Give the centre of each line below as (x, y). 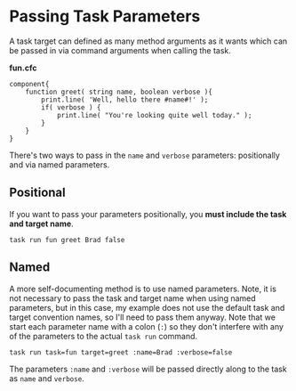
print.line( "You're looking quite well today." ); (154, 115)
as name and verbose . (47, 378)
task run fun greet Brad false (67, 240)
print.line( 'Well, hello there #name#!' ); (125, 100)
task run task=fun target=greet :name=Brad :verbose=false (121, 352)
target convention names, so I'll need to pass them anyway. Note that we (142, 317)
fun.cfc (23, 68)
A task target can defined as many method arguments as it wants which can (148, 41)
